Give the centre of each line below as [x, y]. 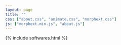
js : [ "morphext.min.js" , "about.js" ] [45, 24]
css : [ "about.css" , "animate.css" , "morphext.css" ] [61, 19]
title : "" [16, 14]
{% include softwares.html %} [37, 38]
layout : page [19, 10]
